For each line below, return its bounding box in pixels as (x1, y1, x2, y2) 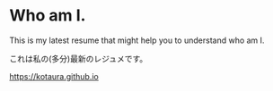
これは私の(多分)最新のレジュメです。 (9, 53, 148, 63)
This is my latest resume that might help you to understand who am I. (9, 35, 265, 45)
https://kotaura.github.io (9, 70, 99, 81)
